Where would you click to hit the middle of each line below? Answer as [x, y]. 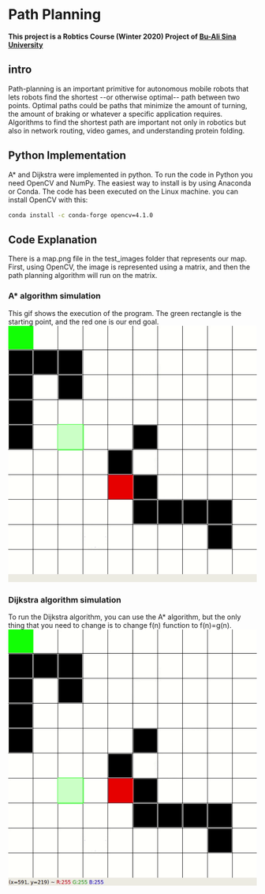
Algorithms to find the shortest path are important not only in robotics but [127, 122]
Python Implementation [67, 156]
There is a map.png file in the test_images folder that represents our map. [127, 259]
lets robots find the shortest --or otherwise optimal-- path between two [124, 97]
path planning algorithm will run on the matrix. [83, 276]
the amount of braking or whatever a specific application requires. [116, 114]
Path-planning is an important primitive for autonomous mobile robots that [129, 88]
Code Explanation [52, 240]
